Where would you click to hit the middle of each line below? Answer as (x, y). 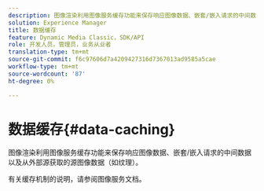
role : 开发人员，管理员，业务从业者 (60, 45)
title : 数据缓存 (32, 30)
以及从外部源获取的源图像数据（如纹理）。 (75, 163)
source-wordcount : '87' (47, 74)
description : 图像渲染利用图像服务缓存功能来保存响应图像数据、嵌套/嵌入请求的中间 (129, 15)
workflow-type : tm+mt (44, 67)
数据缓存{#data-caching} (92, 129)
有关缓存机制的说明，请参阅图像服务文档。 (77, 179)
